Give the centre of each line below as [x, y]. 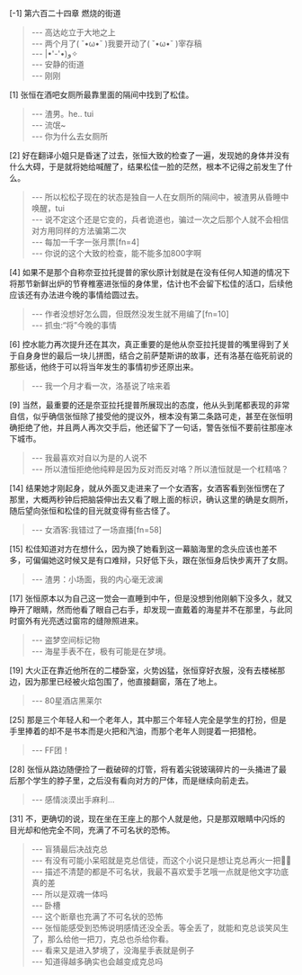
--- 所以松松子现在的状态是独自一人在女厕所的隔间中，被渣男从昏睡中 [160, 197]
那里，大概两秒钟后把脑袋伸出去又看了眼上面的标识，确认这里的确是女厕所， [151, 499]
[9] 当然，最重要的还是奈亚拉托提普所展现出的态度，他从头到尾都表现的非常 [150, 405]
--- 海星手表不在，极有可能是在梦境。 [101, 651]
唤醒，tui [48, 208]
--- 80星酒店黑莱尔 [67, 701]
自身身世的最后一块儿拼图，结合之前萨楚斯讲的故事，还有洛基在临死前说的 [155, 355]
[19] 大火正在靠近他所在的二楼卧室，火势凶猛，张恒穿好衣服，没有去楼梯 [143, 670]
